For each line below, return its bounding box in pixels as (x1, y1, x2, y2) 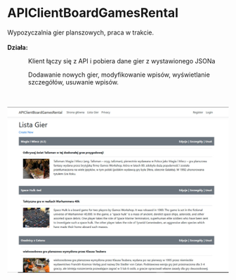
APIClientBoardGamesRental (7, 5, 179, 21)
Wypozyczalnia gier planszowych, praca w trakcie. (7, 28, 155, 37)
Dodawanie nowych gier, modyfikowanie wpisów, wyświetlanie (27, 70, 211, 79)
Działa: (7, 43, 28, 51)
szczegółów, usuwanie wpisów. (27, 77, 119, 86)
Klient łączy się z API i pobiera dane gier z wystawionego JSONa (27, 56, 216, 65)
